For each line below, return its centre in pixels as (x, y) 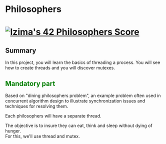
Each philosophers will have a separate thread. (53, 116)
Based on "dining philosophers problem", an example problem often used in (83, 95)
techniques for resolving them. (37, 106)
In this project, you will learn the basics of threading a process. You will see (83, 62)
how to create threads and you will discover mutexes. (60, 68)
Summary (21, 50)
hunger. (13, 131)
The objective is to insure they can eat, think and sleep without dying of (79, 125)
